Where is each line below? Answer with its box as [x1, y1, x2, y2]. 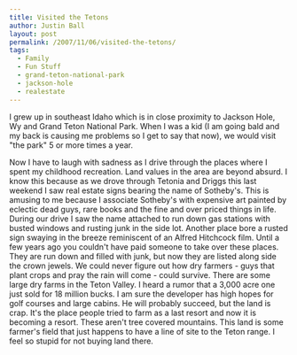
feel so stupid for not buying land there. [9, 336, 153, 346]
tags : [9, 46, 29, 55]
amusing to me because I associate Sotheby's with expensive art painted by [9, 194, 287, 205]
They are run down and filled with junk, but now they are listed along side [9, 251, 277, 261]
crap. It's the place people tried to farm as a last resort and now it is [9, 307, 257, 318]
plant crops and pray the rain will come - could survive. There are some [9, 269, 270, 280]
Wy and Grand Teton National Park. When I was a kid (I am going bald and [9, 120, 280, 131]
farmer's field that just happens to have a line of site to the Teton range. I [9, 326, 275, 336]
